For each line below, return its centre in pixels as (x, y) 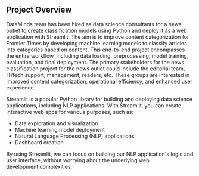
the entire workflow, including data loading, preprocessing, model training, (97, 55)
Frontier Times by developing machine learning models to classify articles (97, 43)
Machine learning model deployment (60, 129)
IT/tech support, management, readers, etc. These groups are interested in (98, 75)
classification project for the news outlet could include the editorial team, (96, 69)
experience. (21, 87)
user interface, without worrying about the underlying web (78, 160)
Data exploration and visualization (56, 123)
